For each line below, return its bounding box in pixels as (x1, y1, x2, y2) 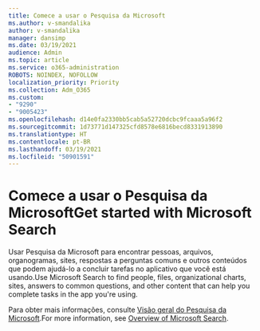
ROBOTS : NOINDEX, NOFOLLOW (8, 71, 98, 79)
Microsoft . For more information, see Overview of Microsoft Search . (8, 313, 229, 323)
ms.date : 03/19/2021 (8, 41, 77, 49)
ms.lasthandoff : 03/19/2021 (8, 145, 102, 153)
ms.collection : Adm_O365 (8, 85, 91, 94)
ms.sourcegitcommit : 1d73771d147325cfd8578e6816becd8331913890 (8, 123, 223, 131)
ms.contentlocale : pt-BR (8, 137, 91, 146)
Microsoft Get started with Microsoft (8, 204, 252, 222)
